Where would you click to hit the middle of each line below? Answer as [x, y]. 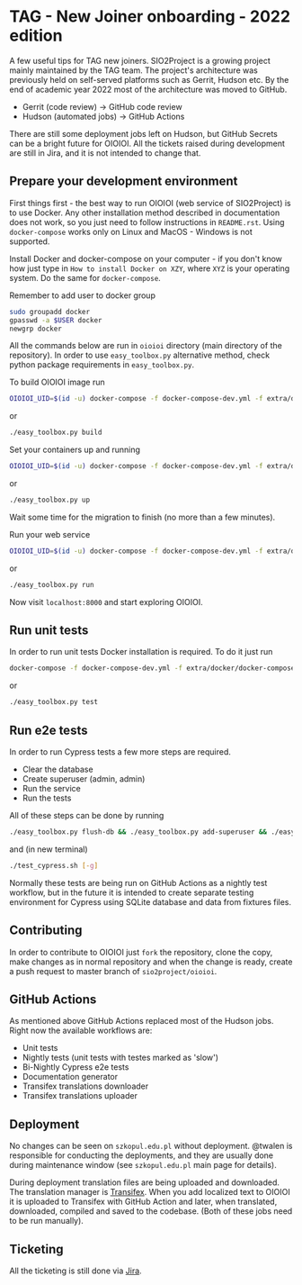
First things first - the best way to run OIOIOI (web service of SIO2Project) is [150, 203]
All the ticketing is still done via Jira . [75, 1271]
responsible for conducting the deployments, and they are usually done [142, 1155]
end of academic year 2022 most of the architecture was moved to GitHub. [148, 89]
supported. [30, 241]
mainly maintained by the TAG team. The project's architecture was [133, 70]
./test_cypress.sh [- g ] [54, 865]
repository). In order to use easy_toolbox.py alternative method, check [140, 355]
